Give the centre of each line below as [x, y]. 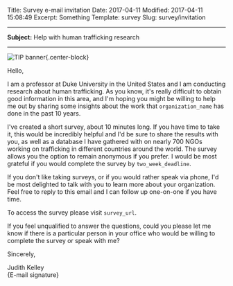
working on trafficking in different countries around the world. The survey [112, 149]
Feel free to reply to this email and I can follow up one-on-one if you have [112, 192]
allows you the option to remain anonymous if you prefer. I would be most [112, 156]
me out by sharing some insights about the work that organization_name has [115, 106]
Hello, [16, 71]
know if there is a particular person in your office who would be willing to [111, 233]
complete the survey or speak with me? [63, 241]
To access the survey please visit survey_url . [72, 213]
